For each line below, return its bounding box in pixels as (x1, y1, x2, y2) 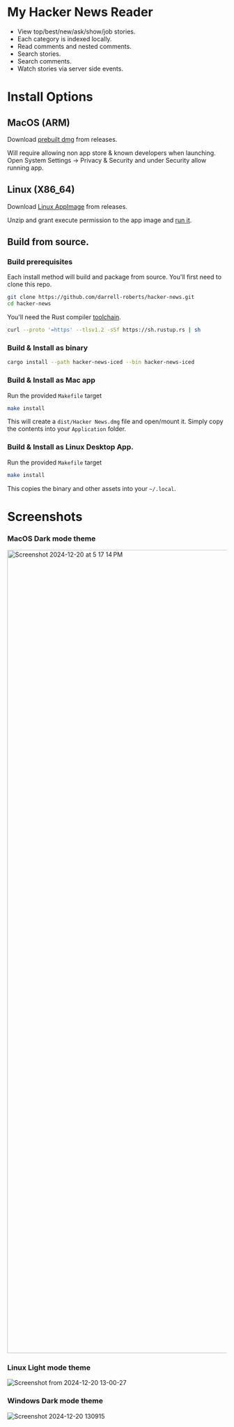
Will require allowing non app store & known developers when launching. (7, 148, 216, 157)
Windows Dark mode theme (7, 1396, 103, 1406)
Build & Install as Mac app (7, 375, 96, 385)
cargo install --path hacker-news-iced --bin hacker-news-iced (7, 359, 195, 366)
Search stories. (17, 50, 61, 58)
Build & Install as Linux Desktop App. (7, 442, 134, 452)
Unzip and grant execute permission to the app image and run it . (7, 216, 192, 224)
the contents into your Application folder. (7, 425, 127, 433)
